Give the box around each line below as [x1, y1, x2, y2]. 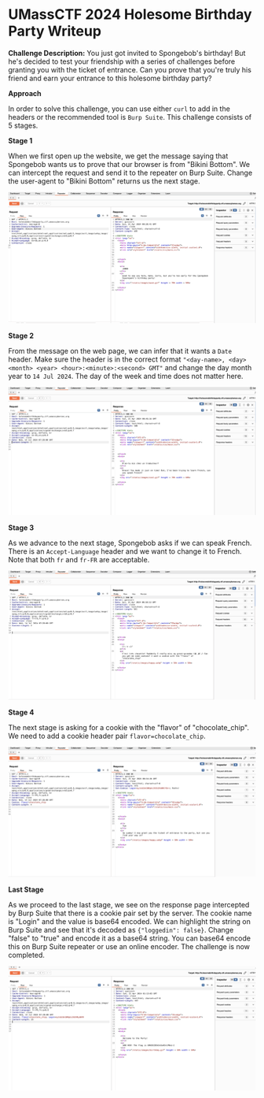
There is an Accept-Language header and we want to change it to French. [8, 547, 242, 556]
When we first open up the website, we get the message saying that [8, 151, 229, 161]
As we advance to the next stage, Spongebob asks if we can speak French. [8, 538, 252, 548]
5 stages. [8, 121, 38, 130]
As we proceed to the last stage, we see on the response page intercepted [8, 900, 250, 910]
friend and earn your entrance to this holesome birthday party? [8, 73, 212, 83]
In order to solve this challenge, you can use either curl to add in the [8, 104, 230, 113]
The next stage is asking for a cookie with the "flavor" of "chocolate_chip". [8, 723, 250, 733]
